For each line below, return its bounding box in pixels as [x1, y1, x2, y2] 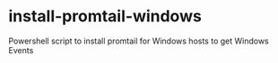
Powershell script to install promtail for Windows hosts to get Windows [8, 35, 270, 46]
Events [8, 44, 34, 55]
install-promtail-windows [8, 6, 203, 27]
